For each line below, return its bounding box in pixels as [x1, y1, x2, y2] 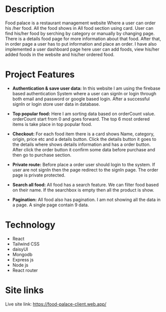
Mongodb [12, 251, 33, 257]
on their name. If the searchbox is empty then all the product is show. [12, 187, 154, 193]
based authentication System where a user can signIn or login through [12, 90, 157, 96]
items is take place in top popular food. [12, 121, 92, 127]
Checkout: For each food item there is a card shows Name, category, [12, 130, 155, 137]
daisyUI [12, 246, 28, 252]
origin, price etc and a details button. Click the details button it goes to [12, 136, 157, 142]
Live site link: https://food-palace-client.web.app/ [5, 301, 107, 307]
